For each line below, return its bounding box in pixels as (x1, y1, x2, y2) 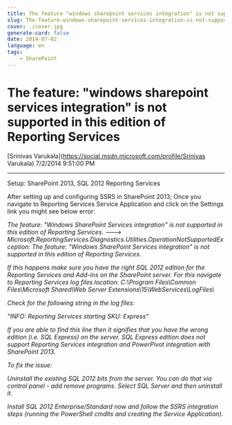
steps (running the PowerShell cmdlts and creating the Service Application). (7, 409, 224, 418)
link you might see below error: (7, 207, 95, 215)
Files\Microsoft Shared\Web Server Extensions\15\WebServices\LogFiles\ (7, 285, 215, 294)
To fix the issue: (7, 361, 52, 369)
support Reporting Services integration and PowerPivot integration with (7, 340, 211, 348)
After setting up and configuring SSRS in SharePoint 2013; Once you (7, 192, 202, 200)
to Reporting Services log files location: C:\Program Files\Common (7, 278, 197, 286)
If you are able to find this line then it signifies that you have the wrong (7, 325, 209, 334)
